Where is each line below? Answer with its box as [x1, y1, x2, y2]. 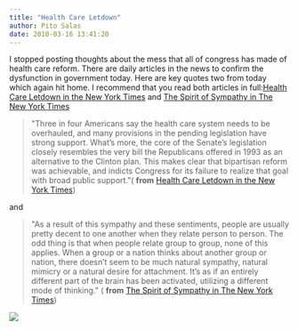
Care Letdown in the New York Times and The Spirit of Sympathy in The [9, 92, 273, 102]
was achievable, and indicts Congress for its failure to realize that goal [30, 165, 289, 176]
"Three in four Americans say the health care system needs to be [30, 118, 270, 129]
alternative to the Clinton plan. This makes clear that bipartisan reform [30, 157, 287, 167]
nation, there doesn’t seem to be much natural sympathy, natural [30, 257, 269, 268]
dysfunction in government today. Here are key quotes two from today [9, 73, 267, 84]
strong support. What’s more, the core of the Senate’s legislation [30, 137, 267, 148]
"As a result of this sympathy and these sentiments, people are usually [30, 219, 289, 229]
